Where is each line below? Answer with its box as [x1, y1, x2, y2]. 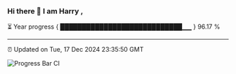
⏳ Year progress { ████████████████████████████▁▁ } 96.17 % [7, 22, 221, 31]
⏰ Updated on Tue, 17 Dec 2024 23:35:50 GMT [7, 45, 144, 54]
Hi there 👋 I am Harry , [7, 6, 84, 16]
